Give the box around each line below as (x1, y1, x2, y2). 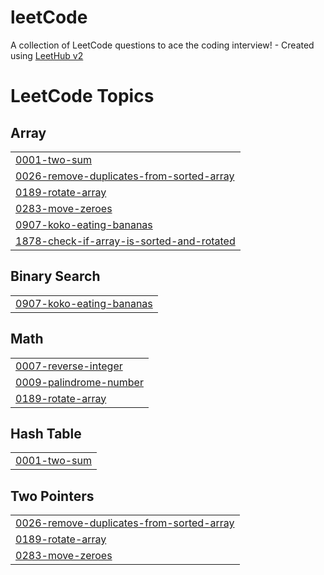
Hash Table (10, 425, 82, 442)
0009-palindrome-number (15, 375, 144, 389)
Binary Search (10, 268, 101, 285)
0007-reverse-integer (15, 359, 123, 373)
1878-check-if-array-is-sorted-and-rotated (15, 234, 236, 248)
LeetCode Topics (10, 85, 155, 108)
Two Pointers (10, 487, 95, 505)
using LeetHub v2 (10, 49, 84, 61)
